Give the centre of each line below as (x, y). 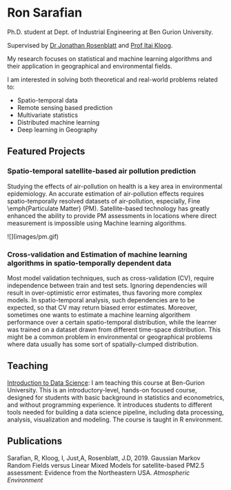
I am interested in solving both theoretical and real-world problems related (113, 79)
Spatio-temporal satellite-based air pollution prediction (102, 171)
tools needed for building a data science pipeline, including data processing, (115, 412)
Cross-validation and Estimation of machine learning (97, 254)
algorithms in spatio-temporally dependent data (89, 263)
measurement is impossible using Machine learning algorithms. (97, 223)
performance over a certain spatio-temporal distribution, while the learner (112, 322)
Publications (35, 441)
